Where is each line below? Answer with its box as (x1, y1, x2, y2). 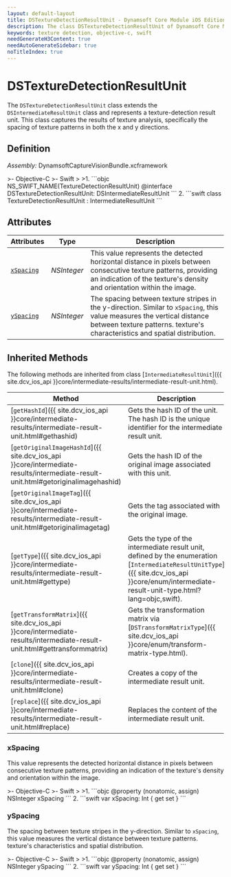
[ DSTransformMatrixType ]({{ (128, 623, 216, 632)
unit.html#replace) (10, 723, 70, 732)
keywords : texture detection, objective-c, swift (7, 29, 153, 37)
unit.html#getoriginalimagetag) (10, 523, 111, 533)
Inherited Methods (7, 352, 88, 364)
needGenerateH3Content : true (7, 36, 91, 43)
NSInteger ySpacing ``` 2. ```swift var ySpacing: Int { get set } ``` (7, 862, 187, 870)
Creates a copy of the (128, 668, 198, 678)
